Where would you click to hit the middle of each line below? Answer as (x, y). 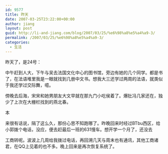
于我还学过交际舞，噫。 (29, 85)
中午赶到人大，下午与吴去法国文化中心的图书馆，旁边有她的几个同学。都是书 (84, 72)
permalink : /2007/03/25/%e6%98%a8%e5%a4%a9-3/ (54, 38)
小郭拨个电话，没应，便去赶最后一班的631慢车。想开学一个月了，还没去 (79, 129)
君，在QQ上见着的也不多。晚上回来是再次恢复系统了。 (61, 146)
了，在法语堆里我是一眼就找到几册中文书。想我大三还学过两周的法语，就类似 (84, 78)
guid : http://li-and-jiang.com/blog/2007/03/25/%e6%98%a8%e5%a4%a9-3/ (80, 33)
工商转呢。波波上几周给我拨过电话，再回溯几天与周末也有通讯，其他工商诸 (82, 140)
